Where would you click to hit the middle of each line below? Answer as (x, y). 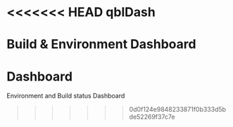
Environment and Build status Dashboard (66, 96)
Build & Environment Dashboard (101, 45)
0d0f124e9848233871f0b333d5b (178, 109)
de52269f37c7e (152, 117)
